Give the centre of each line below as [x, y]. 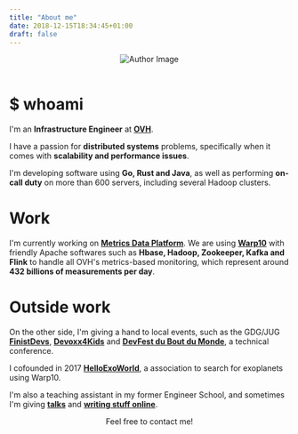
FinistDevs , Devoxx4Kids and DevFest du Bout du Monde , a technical [139, 342]
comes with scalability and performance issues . [99, 156]
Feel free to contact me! [149, 422]
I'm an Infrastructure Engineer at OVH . [81, 129]
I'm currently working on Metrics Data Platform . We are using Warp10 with [147, 243]
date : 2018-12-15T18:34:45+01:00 [71, 26]
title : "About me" [43, 17]
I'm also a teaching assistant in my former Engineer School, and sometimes [147, 395]
